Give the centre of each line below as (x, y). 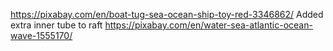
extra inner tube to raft (56, 25)
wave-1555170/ (41, 35)
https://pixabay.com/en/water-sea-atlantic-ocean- (208, 25)
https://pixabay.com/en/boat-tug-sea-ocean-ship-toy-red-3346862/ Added (167, 14)
